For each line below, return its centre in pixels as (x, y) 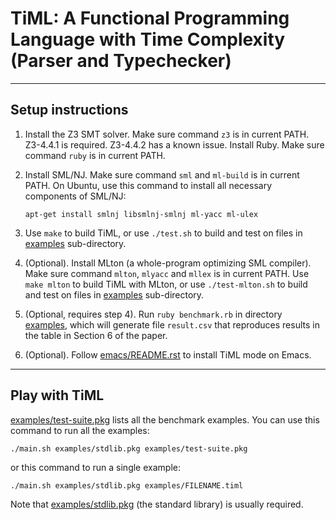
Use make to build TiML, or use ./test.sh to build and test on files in (163, 233)
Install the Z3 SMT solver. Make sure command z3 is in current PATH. (167, 134)
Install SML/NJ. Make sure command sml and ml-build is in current (162, 174)
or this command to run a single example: (95, 467)
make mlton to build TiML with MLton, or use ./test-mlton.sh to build (166, 284)
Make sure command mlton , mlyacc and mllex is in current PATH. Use (167, 273)
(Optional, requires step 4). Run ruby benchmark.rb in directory (153, 314)
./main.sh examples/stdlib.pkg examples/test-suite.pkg (129, 448)
